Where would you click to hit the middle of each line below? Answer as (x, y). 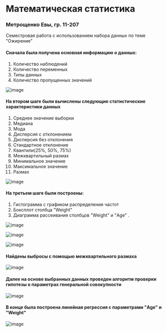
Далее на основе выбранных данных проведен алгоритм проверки (81, 279)
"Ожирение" (19, 41)
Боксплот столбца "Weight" (43, 210)
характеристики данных (33, 107)
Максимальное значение (40, 166)
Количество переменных (40, 69)
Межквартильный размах (41, 155)
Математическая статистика (71, 9)
